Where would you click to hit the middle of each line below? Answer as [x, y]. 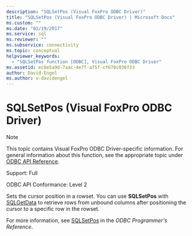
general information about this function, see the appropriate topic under [95, 155]
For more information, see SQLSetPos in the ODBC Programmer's [87, 220]
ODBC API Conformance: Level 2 [47, 185]
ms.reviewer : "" [26, 39]
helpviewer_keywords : [33, 56]
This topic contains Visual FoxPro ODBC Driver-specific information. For [95, 149]
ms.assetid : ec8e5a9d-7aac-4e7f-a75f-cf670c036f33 [71, 67]
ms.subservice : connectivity [42, 45]
